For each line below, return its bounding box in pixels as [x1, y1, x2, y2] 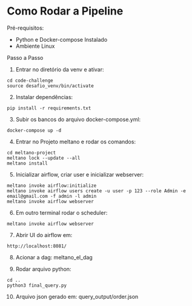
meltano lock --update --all [7, 155, 81, 161]
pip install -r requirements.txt [7, 105, 91, 111]
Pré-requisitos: [7, 24, 44, 31]
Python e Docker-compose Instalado [15, 36, 108, 43]
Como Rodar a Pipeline [7, 4, 124, 18]
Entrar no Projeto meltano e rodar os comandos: [15, 138, 136, 145]
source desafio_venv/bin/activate [7, 83, 94, 89]
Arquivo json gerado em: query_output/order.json [15, 293, 139, 300]
